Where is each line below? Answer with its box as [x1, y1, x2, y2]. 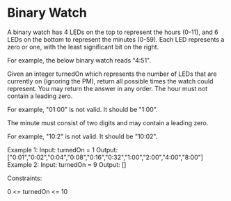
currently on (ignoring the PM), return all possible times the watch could [7, 77, 214, 85]
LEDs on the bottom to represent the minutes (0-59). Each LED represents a [7, 35, 225, 43]
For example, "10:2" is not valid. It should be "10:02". [7, 132, 158, 140]
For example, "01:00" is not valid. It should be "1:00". [7, 105, 158, 113]
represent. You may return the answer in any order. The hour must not [7, 84, 208, 93]
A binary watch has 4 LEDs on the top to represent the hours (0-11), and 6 [7, 28, 218, 36]
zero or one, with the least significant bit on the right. [7, 42, 159, 51]
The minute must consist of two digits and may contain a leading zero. [7, 118, 209, 127]
